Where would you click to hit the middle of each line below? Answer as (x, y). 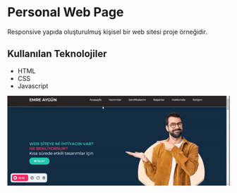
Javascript (33, 86)
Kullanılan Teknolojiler (57, 54)
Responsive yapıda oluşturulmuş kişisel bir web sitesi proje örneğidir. (108, 32)
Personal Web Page (66, 12)
